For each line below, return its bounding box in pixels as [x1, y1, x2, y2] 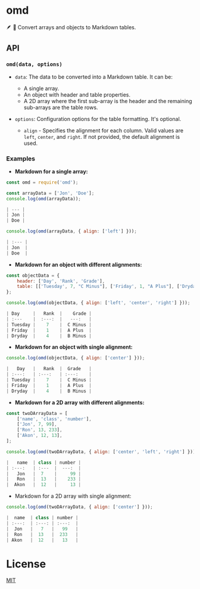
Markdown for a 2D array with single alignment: [14, 492, 132, 500]
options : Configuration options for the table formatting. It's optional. [14, 115, 182, 122]
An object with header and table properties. [23, 91, 131, 98]
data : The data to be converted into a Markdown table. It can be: [14, 73, 173, 80]
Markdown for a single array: [14, 168, 88, 175]
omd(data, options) [6, 61, 62, 68]
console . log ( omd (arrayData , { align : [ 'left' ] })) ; [6, 228, 137, 234]
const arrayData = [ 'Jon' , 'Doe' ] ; [6, 190, 95, 196]
